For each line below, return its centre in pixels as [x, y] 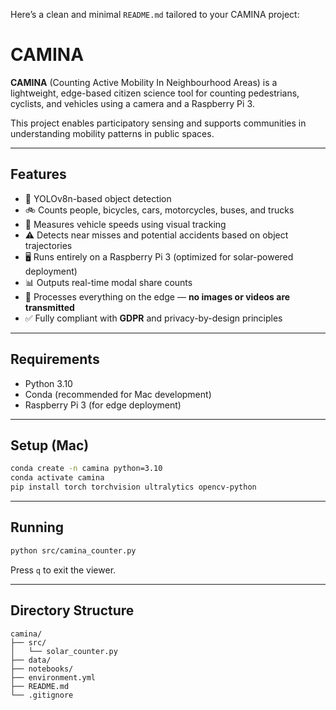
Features [38, 174]
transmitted [49, 307]
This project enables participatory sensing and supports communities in [158, 123]
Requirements [55, 359]
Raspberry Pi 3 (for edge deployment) [103, 405]
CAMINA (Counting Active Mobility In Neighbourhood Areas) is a [144, 82]
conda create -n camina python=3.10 [86, 469]
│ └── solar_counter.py [64, 651]
